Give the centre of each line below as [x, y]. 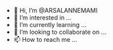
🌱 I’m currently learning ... [50, 25]
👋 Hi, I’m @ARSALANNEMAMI [55, 10]
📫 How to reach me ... [45, 40]
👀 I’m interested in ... [42, 18]
